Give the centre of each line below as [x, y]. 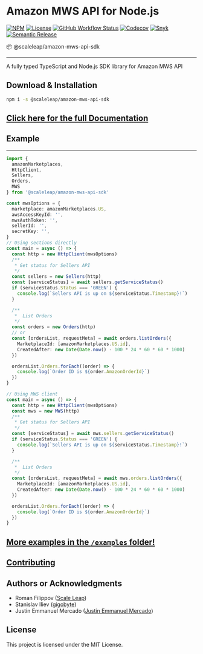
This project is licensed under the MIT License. [65, 644]
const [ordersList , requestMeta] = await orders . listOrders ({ [92, 339]
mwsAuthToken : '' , [35, 220]
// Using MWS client [32, 394]
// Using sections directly [42, 243]
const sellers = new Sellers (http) [56, 277]
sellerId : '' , [29, 226]
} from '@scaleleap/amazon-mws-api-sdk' [58, 192]
